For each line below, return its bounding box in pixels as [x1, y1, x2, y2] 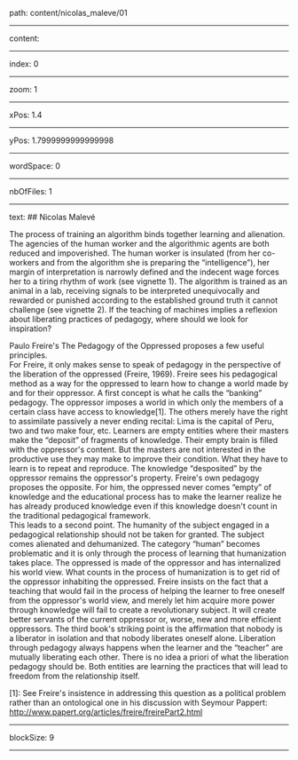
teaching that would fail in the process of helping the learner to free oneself [9, 586, 286, 596]
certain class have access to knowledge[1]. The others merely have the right [9, 407, 288, 416]
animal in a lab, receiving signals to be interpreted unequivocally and [9, 286, 260, 296]
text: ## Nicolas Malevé [9, 212, 96, 222]
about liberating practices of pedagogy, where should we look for [9, 314, 248, 324]
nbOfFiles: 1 [9, 186, 52, 196]
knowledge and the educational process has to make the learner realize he [9, 492, 282, 502]
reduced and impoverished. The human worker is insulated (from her [9, 248, 261, 258]
